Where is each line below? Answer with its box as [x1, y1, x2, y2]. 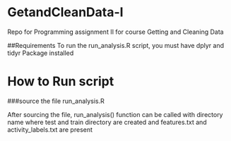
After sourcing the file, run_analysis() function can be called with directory [7, 110, 223, 118]
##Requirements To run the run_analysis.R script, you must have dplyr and [7, 41, 225, 49]
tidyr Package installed [7, 49, 74, 57]
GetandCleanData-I [7, 4, 124, 20]
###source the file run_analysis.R [7, 97, 105, 105]
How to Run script [7, 73, 114, 90]
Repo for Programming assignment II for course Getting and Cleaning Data [7, 27, 224, 36]
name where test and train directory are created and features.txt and [7, 118, 207, 126]
